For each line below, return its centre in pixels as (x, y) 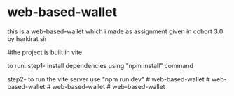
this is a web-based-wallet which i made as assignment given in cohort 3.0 (115, 31)
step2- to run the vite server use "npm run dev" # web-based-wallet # (109, 79)
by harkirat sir (27, 38)
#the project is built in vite (45, 52)
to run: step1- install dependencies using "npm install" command (101, 65)
